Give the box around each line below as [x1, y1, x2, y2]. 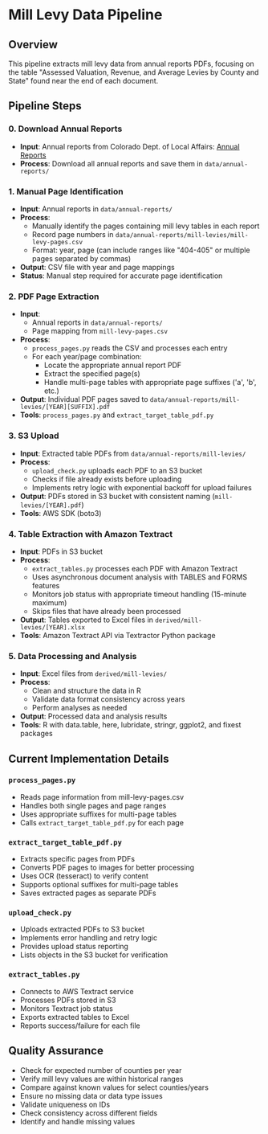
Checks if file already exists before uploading [31, 474, 182, 484]
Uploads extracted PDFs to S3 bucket [19, 924, 144, 934]
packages [19, 729, 54, 739]
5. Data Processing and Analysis [8, 650, 137, 661]
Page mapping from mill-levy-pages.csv [31, 326, 169, 336]
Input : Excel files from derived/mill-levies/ [19, 669, 167, 678]
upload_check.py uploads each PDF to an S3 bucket [31, 465, 203, 475]
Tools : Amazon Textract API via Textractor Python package [19, 630, 216, 640]
